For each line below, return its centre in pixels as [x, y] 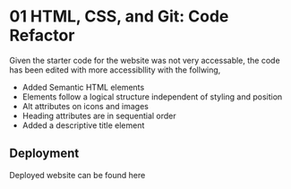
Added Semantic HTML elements [83, 87]
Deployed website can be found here [77, 175]
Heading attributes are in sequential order [99, 116]
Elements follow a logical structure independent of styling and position [152, 97]
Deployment [44, 154]
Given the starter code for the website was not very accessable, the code [145, 60]
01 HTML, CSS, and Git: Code [119, 17]
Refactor [42, 35]
